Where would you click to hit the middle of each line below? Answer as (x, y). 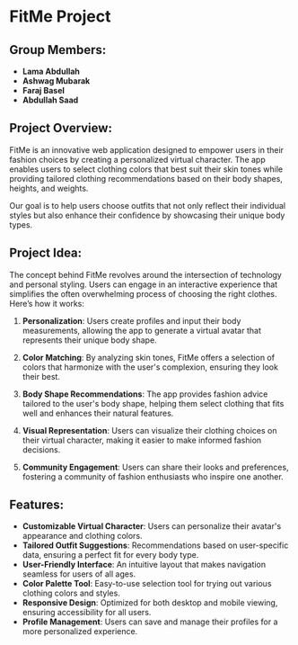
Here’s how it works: (47, 303)
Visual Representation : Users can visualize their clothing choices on (149, 430)
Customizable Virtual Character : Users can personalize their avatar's (152, 526)
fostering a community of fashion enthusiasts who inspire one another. (153, 476)
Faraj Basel (44, 90)
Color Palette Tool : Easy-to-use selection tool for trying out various (147, 584)
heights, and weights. (49, 188)
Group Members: (58, 50)
